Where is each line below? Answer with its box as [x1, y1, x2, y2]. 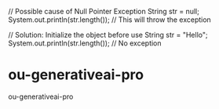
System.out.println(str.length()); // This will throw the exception [8, 15, 212, 24]
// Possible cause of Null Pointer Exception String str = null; [8, 7, 200, 16]
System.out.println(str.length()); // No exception [8, 38, 162, 48]
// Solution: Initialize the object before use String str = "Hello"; [8, 31, 208, 39]
